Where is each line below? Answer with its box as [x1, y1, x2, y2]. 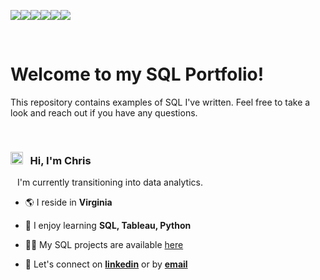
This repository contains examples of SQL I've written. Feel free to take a [10, 96, 311, 108]
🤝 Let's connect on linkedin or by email [24, 258, 188, 270]
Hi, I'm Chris [29, 153, 92, 167]
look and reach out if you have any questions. [10, 106, 198, 119]
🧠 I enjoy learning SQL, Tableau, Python [24, 220, 192, 232]
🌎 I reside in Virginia [24, 196, 113, 209]
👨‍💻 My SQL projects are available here [24, 239, 184, 251]
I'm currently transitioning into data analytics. [16, 176, 203, 189]
